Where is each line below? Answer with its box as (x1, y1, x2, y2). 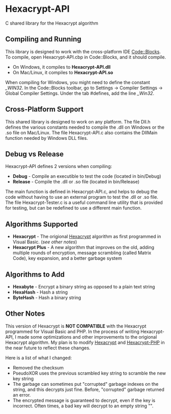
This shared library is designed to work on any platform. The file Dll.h (5, 118, 151, 125)
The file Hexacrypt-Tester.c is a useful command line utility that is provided (5, 199, 163, 205)
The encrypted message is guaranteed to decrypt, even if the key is (12, 397, 156, 403)
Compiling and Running (5, 35, 82, 44)
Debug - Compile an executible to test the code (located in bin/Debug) (12, 173, 162, 179)
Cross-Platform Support (5, 105, 84, 114)
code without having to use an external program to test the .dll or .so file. (5, 194, 158, 200)
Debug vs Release (5, 150, 64, 158)
